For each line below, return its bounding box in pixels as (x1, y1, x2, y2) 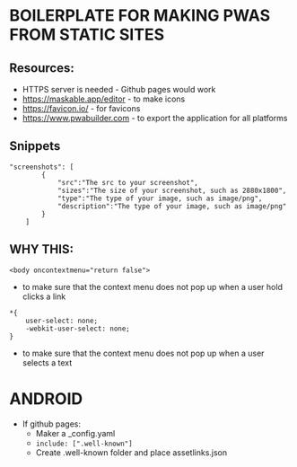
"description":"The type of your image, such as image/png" (57, 201, 287, 211)
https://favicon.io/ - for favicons (22, 103, 141, 113)
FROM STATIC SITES (9, 24, 164, 45)
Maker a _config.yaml (35, 427, 116, 438)
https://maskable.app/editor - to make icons (22, 93, 186, 104)
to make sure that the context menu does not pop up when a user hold (22, 281, 283, 292)
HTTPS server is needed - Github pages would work (22, 84, 216, 94)
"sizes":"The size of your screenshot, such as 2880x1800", (57, 186, 287, 195)
